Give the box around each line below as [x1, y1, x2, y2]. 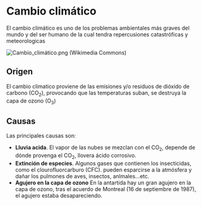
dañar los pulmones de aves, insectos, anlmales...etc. [15, 172, 150, 180]
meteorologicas [6, 37, 46, 44]
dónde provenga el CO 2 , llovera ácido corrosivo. [15, 152, 137, 160]
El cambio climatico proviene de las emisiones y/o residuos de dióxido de [6, 82, 190, 90]
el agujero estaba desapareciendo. [15, 192, 103, 199]
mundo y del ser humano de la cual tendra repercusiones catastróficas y [6, 30, 189, 38]
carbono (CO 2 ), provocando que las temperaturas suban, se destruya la [6, 89, 187, 98]
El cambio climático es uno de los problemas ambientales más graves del [6, 24, 190, 32]
